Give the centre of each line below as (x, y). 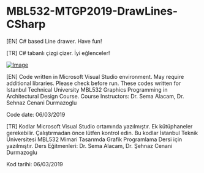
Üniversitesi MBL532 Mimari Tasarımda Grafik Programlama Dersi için (94, 139)
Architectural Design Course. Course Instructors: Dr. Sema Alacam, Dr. (95, 96)
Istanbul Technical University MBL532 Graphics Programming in (87, 89)
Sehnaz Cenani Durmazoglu (42, 103)
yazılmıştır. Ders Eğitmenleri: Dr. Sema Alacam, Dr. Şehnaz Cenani (89, 145)
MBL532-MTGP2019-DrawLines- (92, 11)
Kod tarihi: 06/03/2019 (35, 164)
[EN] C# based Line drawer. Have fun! (54, 41)
